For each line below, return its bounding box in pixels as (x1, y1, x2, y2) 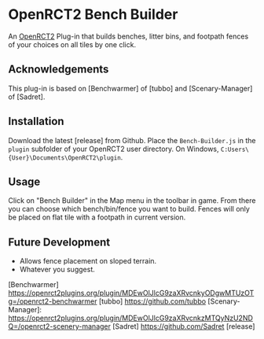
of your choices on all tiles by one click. (8, 39, 136, 49)
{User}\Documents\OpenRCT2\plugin (8, 153, 122, 162)
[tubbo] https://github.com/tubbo (98, 297, 207, 306)
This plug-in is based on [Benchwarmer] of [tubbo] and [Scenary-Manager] (8, 83, 253, 93)
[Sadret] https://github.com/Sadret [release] (112, 322, 255, 331)
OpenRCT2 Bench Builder (8, 6, 178, 24)
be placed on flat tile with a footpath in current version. (8, 212, 186, 222)
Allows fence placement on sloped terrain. (19, 256, 157, 266)
